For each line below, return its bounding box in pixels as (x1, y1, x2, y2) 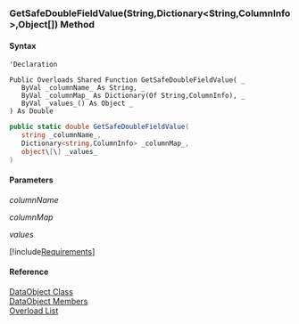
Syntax (9, 40, 37, 51)
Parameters (9, 174, 54, 185)
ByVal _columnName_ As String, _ (21, 84, 145, 93)
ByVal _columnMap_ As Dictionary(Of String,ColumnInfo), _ (21, 92, 245, 101)
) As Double (9, 107, 54, 116)
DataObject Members (9, 296, 88, 306)
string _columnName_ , (21, 131, 102, 140)
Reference (9, 266, 49, 278)
